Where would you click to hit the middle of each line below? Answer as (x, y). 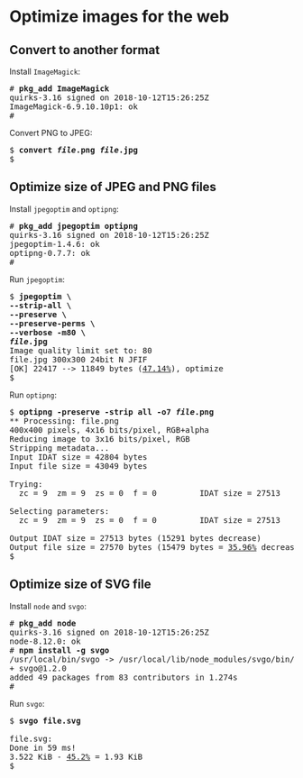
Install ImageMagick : (45, 71)
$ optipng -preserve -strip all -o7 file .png (112, 412)
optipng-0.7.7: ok (50, 253)
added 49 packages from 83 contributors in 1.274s (124, 677)
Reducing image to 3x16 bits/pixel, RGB (100, 439)
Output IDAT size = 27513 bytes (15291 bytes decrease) (135, 538)
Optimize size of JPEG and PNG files (113, 187)
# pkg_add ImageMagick (60, 89)
